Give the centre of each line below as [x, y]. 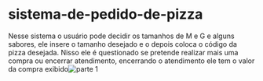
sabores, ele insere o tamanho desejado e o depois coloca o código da [123, 44]
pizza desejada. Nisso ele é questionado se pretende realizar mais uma [123, 52]
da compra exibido [38, 69]
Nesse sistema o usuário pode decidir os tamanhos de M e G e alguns [121, 36]
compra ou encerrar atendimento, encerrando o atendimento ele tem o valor [131, 61]
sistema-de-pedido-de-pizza [106, 14]
